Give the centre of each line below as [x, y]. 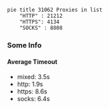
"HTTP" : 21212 [41, 16]
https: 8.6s [32, 91]
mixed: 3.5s [33, 77]
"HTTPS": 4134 [39, 22]
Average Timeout [32, 61]
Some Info [25, 45]
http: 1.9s [30, 84]
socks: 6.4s [33, 99]
